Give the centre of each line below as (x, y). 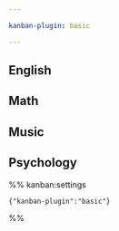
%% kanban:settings (48, 184)
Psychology (43, 163)
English (30, 70)
